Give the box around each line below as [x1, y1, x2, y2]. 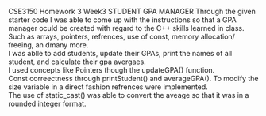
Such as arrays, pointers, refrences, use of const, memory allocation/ [8, 32, 236, 41]
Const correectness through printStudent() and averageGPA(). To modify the [8, 74, 259, 83]
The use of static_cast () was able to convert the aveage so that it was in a [8, 91, 249, 99]
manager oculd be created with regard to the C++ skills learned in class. [8, 24, 245, 32]
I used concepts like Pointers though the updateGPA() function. [8, 65, 215, 74]
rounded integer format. [8, 99, 87, 108]
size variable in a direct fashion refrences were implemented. [8, 82, 208, 92]
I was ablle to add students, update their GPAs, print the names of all [8, 49, 233, 58]
